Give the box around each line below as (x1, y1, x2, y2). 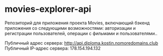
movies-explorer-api (4, 3, 92, 15)
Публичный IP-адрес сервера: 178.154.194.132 (4, 45, 101, 51)
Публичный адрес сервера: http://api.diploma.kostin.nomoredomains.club (4, 40, 159, 46)
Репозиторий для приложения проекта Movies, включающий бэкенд (4, 20, 150, 26)
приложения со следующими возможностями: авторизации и (4, 25, 136, 31)
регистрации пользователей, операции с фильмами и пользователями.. (4, 30, 158, 36)
